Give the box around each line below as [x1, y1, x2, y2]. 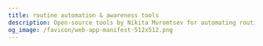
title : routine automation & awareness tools [8, 11, 159, 19]
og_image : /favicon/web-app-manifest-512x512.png [8, 26, 174, 34]
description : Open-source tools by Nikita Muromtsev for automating [8, 19, 236, 27]
